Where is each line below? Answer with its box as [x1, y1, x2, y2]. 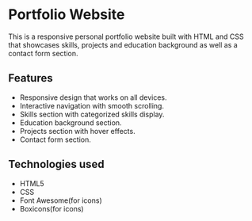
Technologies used [8, 158, 105, 171]
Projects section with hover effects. [19, 126, 136, 135]
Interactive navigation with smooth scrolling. [19, 101, 165, 110]
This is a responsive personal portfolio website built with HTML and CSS [8, 32, 244, 41]
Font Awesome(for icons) [19, 196, 103, 205]
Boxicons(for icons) [19, 204, 85, 213]
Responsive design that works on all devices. [19, 93, 167, 102]
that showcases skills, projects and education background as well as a [8, 40, 238, 49]
